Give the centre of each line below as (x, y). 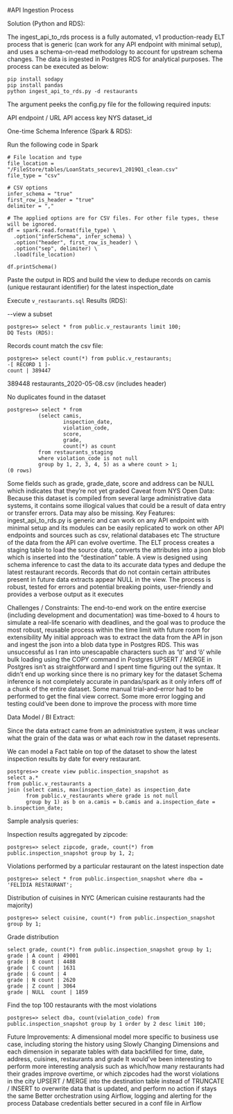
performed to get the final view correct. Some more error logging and (106, 696)
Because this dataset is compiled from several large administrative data (109, 498)
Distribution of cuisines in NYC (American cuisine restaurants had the (106, 898)
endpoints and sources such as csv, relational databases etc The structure (114, 535)
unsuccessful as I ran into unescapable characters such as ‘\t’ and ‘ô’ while (114, 652)
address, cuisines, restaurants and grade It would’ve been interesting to (110, 1059)
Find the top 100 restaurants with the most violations (82, 1005)
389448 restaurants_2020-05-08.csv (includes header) (87, 384)
